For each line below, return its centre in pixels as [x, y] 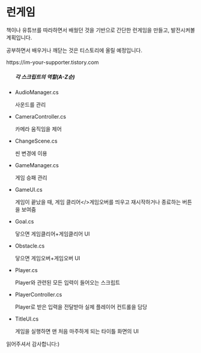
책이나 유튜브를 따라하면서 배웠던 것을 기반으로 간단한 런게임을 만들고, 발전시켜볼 [101, 30]
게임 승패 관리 [31, 177]
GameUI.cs [29, 189]
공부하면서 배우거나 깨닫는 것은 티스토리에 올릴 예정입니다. [74, 50]
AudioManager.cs [37, 92]
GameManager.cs [37, 165]
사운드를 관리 [30, 104]
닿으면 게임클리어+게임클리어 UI [52, 234]
